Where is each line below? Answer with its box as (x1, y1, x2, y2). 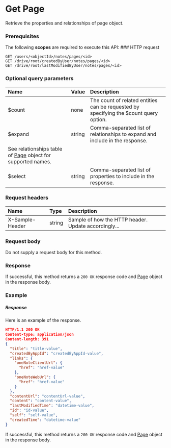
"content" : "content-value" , (10, 399, 72, 404)
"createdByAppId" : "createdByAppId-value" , (10, 351, 103, 356)
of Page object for (8, 152, 51, 159)
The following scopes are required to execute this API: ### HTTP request (5, 44, 159, 51)
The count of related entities (90, 96, 158, 104)
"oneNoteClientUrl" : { (14, 360, 63, 365)
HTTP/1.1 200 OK (5, 327, 40, 332)
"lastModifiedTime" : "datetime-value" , (10, 403, 95, 408)
